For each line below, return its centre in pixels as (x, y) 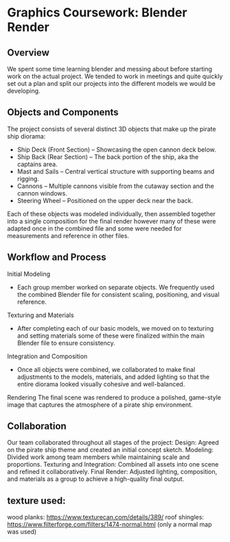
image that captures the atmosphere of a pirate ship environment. (100, 404)
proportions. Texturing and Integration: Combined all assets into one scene (113, 464)
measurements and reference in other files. (68, 235)
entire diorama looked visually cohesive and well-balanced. (101, 384)
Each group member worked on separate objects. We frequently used (116, 287)
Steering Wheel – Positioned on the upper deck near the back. (105, 200)
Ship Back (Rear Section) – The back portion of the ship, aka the (108, 156)
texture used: (36, 500)
